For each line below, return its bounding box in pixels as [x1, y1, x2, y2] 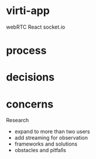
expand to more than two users [14, 128, 90, 135]
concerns [6, 98, 54, 110]
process [6, 44, 47, 57]
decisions [6, 71, 54, 84]
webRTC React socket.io [6, 23, 66, 30]
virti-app [6, 4, 50, 18]
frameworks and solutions [14, 140, 78, 147]
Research [6, 117, 29, 124]
